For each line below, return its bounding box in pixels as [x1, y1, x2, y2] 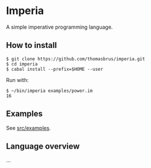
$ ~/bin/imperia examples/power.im [6, 88, 93, 94]
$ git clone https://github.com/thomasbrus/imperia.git [6, 56, 145, 62]
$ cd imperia [6, 61, 38, 67]
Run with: [6, 76, 29, 83]
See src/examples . [6, 124, 51, 131]
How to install [6, 40, 57, 50]
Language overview [6, 141, 80, 151]
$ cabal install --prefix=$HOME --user [6, 66, 104, 72]
